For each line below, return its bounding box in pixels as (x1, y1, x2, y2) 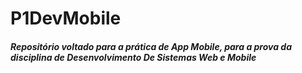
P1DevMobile (10, 7, 122, 30)
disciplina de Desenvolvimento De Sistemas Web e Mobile (10, 51, 257, 63)
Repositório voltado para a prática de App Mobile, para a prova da (10, 40, 293, 52)
